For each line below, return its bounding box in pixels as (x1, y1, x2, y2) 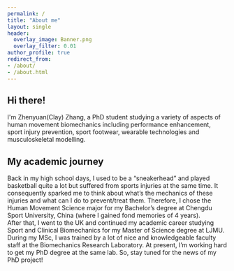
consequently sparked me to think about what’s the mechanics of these (7, 189, 213, 198)
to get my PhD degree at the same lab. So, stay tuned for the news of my (7, 249, 217, 257)
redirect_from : (7, 56, 52, 63)
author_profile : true (7, 50, 71, 57)
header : (7, 29, 30, 37)
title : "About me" (7, 17, 61, 24)
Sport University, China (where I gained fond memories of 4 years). (7, 211, 200, 220)
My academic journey (7, 155, 104, 168)
